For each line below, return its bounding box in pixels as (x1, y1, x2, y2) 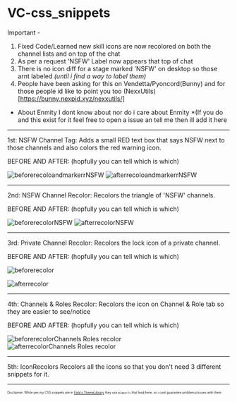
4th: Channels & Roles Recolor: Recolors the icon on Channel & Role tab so (7, 300, 224, 308)
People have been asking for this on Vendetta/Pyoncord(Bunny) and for (17, 79, 226, 87)
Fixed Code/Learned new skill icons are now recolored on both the (17, 42, 212, 50)
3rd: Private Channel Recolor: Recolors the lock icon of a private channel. (7, 238, 221, 247)
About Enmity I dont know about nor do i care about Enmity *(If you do (17, 108, 224, 116)
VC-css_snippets (7, 5, 111, 21)
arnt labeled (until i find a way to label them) (17, 72, 147, 80)
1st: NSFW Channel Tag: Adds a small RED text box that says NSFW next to (7, 135, 225, 144)
